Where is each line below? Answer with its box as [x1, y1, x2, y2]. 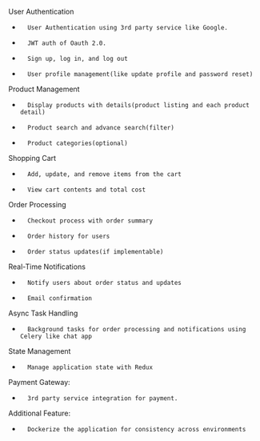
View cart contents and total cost [27, 186, 146, 194]
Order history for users [27, 232, 110, 240]
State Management [8, 347, 71, 355]
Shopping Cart [8, 154, 57, 162]
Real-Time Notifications [8, 262, 86, 271]
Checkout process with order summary [27, 217, 154, 225]
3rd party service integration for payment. [27, 395, 178, 403]
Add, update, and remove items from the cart [27, 170, 182, 178]
